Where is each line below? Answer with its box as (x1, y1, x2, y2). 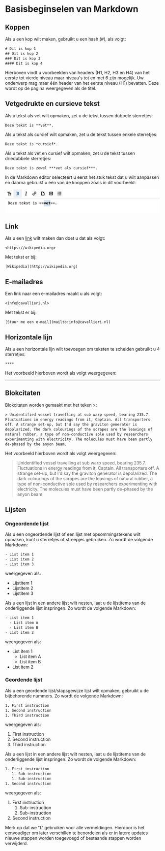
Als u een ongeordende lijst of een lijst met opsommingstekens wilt (5, 531, 141, 537)
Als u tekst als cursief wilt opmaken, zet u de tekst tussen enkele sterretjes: (5, 131, 158, 137)
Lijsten (5, 506, 27, 514)
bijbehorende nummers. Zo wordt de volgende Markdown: (5, 693, 123, 699)
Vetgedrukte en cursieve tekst (5, 99, 100, 108)
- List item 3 (5, 562, 34, 567)
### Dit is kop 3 (5, 56, 41, 61)
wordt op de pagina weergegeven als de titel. (5, 85, 97, 91)
